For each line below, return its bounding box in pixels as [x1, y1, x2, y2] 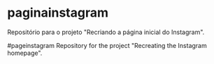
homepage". [7, 49, 43, 57]
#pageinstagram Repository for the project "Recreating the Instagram [7, 41, 208, 49]
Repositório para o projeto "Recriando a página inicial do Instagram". [7, 28, 205, 36]
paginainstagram [7, 5, 109, 21]
